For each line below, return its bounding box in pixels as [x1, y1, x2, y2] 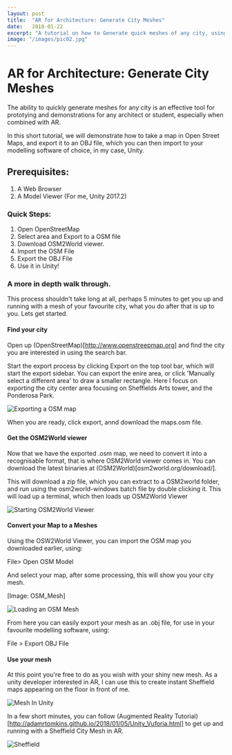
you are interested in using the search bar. [7, 348, 128, 357]
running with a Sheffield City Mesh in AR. [7, 727, 124, 735]
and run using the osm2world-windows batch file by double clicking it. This [7, 484, 222, 492]
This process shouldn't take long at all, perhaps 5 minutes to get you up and [7, 295, 224, 303]
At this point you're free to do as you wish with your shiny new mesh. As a [7, 670, 217, 679]
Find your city [7, 326, 48, 334]
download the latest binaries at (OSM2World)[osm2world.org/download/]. [7, 463, 217, 472]
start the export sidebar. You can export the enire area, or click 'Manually [7, 368, 215, 377]
